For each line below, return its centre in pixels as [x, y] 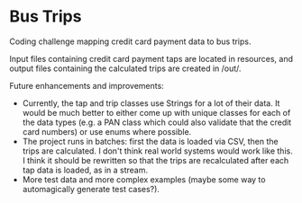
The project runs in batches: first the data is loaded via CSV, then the [150, 141]
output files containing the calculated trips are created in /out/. [125, 68]
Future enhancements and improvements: [87, 85]
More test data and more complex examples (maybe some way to [144, 179]
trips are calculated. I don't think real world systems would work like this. [157, 151]
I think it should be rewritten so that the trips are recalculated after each [156, 160]
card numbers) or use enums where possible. [107, 131]
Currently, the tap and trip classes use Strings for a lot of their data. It [151, 103]
